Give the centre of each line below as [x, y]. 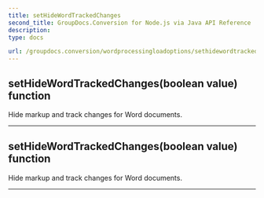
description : [29, 30]
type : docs [26, 37]
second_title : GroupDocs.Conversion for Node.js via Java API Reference [130, 23]
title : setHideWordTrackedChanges [65, 15]
